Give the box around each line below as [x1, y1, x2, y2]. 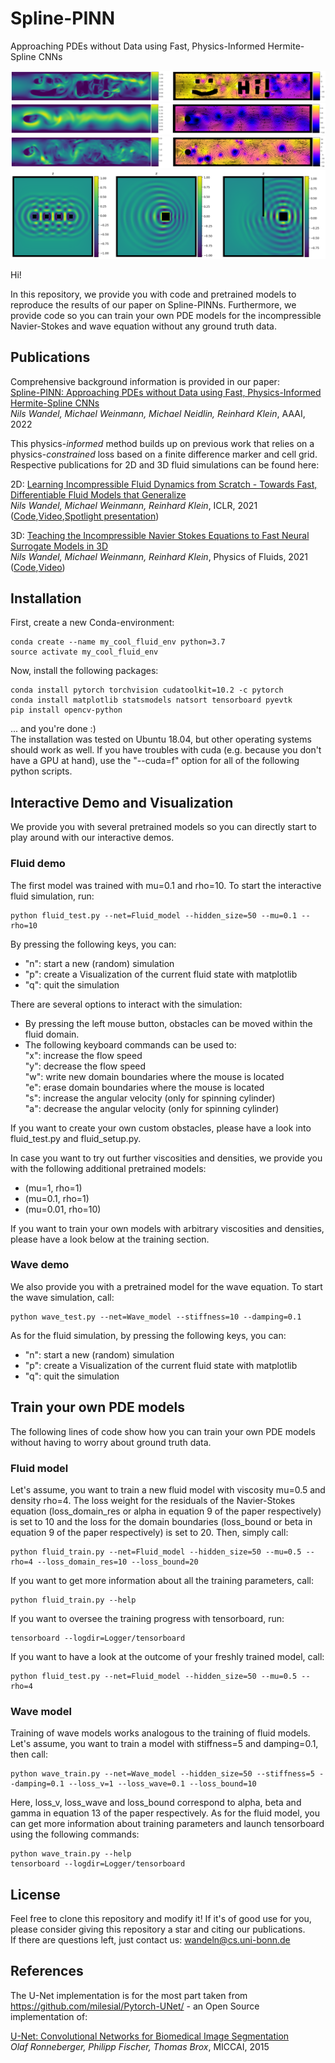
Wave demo [10, 1258, 70, 1272]
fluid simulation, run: [10, 890, 95, 902]
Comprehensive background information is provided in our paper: [10, 375, 280, 387]
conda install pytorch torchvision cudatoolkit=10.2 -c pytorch [10, 685, 284, 696]
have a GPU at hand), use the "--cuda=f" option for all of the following [10, 755, 300, 767]
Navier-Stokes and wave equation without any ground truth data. [10, 320, 277, 332]
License [10, 1886, 61, 1903]
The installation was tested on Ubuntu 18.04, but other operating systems [10, 733, 312, 746]
